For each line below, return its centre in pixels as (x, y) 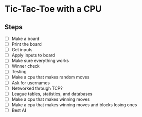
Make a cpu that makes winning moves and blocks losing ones (74, 105)
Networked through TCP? (37, 88)
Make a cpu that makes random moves (50, 77)
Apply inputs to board (33, 55)
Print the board (27, 44)
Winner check (26, 66)
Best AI (19, 110)
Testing (19, 72)
